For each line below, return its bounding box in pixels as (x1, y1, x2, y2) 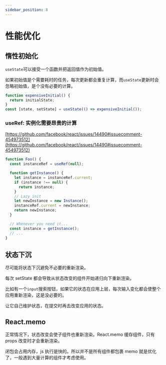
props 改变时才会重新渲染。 (5, 338, 62, 344)
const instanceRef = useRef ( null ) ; (9, 161, 84, 166)
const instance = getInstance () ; (9, 226, 79, 231)
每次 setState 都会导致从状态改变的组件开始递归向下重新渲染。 (5, 275, 134, 281)
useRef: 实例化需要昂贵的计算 (5, 119, 77, 126)
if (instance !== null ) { (14, 179, 68, 185)
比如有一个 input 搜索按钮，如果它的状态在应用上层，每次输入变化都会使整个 (5, 286, 161, 292)
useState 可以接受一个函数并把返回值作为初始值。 (5, 66, 106, 72)
